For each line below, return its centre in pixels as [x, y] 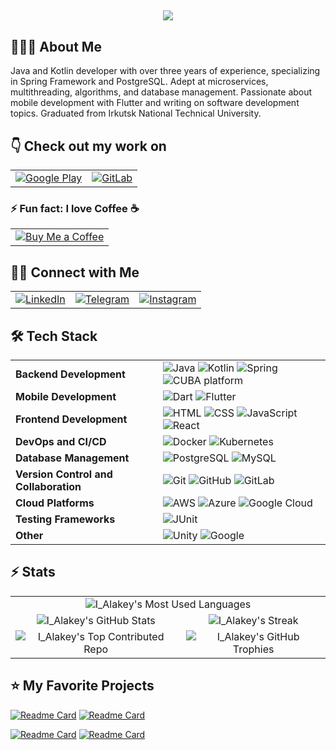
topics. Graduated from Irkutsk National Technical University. [136, 113]
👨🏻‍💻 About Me [56, 46]
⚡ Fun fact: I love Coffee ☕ [75, 208]
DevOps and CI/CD [61, 441]
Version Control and [64, 474]
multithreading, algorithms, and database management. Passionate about [161, 92]
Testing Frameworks [65, 519]
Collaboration [48, 486]
